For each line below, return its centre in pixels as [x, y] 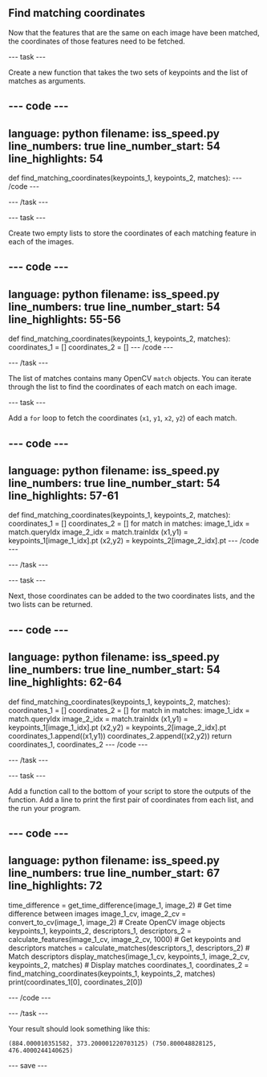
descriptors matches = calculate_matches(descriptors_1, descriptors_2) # [129, 948]
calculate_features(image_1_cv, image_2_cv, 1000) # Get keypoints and [125, 939]
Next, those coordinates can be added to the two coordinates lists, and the [131, 596]
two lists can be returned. [51, 604]
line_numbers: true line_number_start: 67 [114, 873]
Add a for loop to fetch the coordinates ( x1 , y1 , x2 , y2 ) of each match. [123, 418]
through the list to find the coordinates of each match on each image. [123, 387]
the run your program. [45, 808]
